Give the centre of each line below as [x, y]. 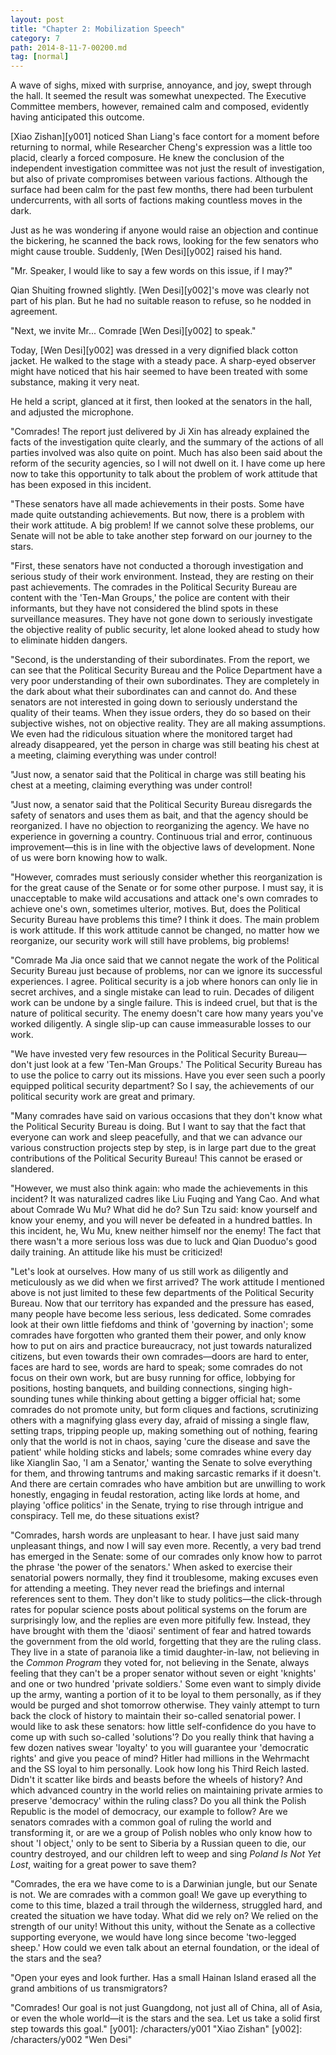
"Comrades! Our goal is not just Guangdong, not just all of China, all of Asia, [166, 2008]
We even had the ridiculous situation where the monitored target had [151, 734]
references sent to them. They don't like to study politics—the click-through [166, 1599]
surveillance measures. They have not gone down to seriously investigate [161, 619]
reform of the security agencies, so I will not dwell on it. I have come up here [168, 463]
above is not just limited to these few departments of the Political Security [162, 1293]
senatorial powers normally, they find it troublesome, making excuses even [164, 1578]
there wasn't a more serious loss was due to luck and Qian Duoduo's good [164, 1242]
